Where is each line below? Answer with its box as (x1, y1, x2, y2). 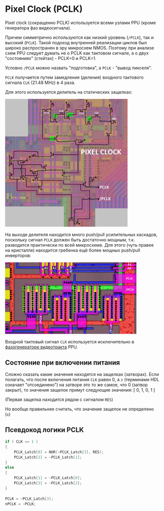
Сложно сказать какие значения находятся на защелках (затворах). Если (5, 371, 159, 377)
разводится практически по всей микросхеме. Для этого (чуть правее (5, 242, 154, 248)
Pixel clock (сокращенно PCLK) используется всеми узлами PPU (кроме (5, 20, 156, 26)
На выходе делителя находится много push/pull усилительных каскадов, (5, 232, 158, 238)
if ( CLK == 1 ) (5, 439, 38, 444)
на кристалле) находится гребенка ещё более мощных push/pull (5, 247, 141, 254)
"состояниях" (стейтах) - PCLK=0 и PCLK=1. (5, 55, 96, 61)
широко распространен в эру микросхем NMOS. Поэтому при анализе (5, 45, 154, 51)
